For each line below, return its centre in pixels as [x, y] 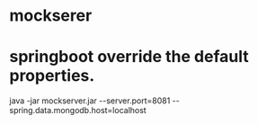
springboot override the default [129, 57]
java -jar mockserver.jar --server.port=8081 [90, 101]
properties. [52, 76]
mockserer [51, 16]
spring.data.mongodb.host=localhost [78, 111]
